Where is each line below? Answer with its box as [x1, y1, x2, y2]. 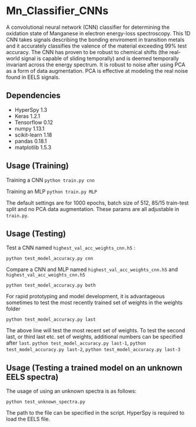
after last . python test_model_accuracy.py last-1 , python [6, 339, 146, 346]
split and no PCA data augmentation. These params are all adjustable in [6, 205, 180, 212]
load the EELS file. [6, 416, 51, 423]
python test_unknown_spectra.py [6, 399, 85, 405]
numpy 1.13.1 [14, 125, 45, 132]
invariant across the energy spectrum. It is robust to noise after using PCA [6, 61, 185, 68]
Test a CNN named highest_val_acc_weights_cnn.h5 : [6, 244, 135, 251]
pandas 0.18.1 [14, 137, 47, 145]
